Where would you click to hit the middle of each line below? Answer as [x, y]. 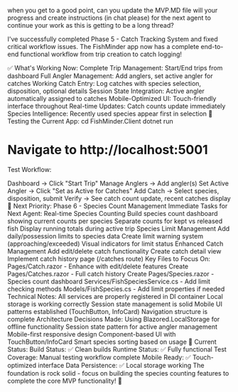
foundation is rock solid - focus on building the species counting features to [118, 373]
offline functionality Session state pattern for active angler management [113, 327]
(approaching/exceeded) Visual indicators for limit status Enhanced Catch [115, 244]
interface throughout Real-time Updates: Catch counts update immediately [117, 106]
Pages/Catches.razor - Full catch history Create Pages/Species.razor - [111, 273]
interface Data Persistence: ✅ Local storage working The [121, 365]
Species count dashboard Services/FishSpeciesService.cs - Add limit [109, 281]
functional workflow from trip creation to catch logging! [101, 54]
